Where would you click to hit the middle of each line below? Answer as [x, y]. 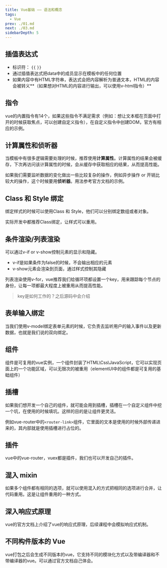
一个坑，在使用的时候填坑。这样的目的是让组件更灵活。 [62, 411]
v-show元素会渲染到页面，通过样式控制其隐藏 [59, 269]
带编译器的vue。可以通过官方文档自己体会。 [50, 561]
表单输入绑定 [25, 313]
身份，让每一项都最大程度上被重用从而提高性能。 [55, 286]
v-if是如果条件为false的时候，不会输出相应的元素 [62, 263]
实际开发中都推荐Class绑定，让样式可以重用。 [52, 222]
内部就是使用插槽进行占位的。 [53, 428]
